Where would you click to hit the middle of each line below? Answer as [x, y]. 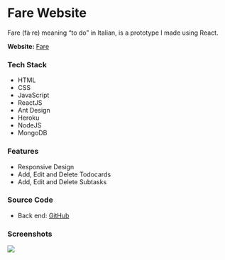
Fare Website [47, 13]
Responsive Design [46, 166]
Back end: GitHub [43, 215]
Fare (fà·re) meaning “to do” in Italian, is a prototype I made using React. [113, 33]
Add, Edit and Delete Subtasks [62, 181]
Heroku [28, 118]
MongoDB [32, 133]
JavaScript [33, 95]
